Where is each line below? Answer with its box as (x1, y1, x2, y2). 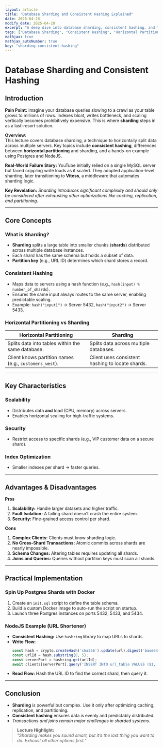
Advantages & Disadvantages (5, 483, 97, 491)
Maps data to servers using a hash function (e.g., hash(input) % (12, 281, 140, 287)
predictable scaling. (12, 296, 52, 303)
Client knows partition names (7, 354, 74, 361)
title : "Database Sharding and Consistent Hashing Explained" (5, 12, 133, 17)
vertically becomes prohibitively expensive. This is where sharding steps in (5, 118, 156, 123)
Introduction (5, 94, 44, 102)
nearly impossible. (12, 545, 49, 551)
